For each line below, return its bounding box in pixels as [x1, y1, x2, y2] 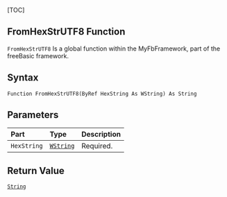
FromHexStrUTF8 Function [7, 26, 126, 37]
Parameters [7, 109, 59, 121]
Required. [81, 142, 113, 151]
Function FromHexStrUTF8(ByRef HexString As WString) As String [7, 90, 197, 97]
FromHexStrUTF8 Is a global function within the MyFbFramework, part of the [7, 44, 221, 53]
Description [81, 130, 121, 139]
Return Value [7, 164, 65, 176]
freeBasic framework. [7, 51, 69, 60]
